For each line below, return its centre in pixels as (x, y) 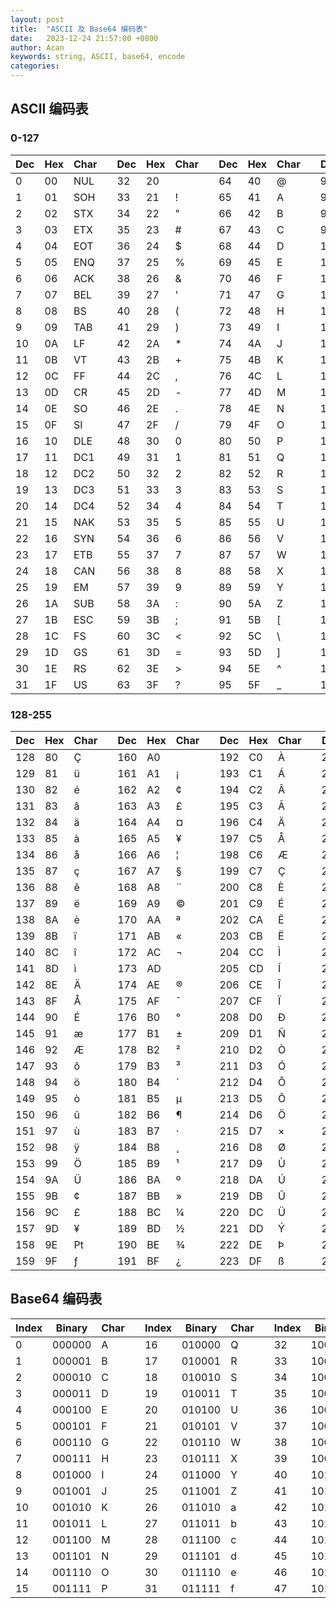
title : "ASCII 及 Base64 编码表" (79, 29)
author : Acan (37, 47)
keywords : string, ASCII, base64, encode (98, 57)
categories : (35, 66)
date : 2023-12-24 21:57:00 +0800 (84, 38)
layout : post (37, 19)
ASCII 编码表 (49, 109)
